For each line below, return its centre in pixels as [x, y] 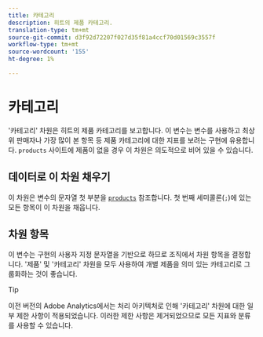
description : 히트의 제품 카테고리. [61, 23]
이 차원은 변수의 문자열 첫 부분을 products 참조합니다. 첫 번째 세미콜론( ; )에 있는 [130, 197]
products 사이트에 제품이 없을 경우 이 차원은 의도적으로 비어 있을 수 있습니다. [136, 150]
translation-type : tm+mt [49, 30]
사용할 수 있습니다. [44, 325]
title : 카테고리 [31, 15]
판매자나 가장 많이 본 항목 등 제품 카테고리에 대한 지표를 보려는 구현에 [122, 140]
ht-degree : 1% [31, 60]
